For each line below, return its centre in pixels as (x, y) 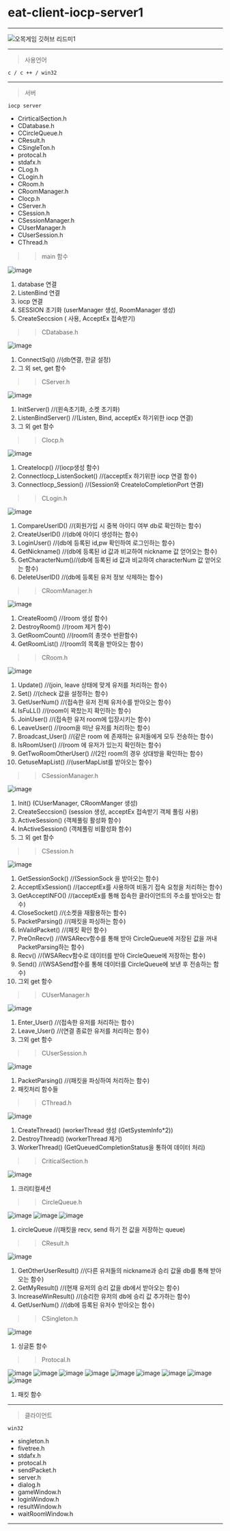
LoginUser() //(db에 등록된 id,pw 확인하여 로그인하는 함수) (96, 543)
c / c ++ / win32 (32, 73)
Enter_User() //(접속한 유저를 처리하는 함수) (76, 1022)
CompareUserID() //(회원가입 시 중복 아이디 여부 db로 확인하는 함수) (110, 525)
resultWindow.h (40, 1506)
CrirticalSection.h (42, 119)
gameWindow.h (39, 1492)
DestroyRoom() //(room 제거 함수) (64, 626)
